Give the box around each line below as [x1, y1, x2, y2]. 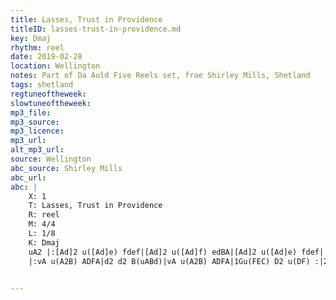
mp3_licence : [10, 126, 65, 136]
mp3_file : [10, 107, 52, 118]
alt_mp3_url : [10, 145, 65, 155]
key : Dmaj [10, 33, 52, 43]
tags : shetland [10, 80, 74, 90]
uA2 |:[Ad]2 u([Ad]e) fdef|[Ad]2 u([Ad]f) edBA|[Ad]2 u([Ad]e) [28, 247, 298, 257]
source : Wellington [10, 154, 92, 164]
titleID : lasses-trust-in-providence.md [10, 24, 182, 34]
